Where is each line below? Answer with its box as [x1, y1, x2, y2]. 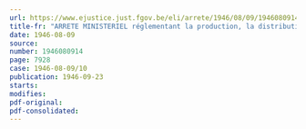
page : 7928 [9, 55, 51, 64]
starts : [9, 81, 39, 90]
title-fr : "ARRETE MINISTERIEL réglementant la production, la [9, 22, 255, 31]
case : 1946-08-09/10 [9, 64, 88, 74]
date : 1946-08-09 [9, 30, 76, 39]
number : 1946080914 [9, 47, 84, 56]
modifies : [9, 89, 47, 98]
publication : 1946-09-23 [9, 73, 104, 82]
